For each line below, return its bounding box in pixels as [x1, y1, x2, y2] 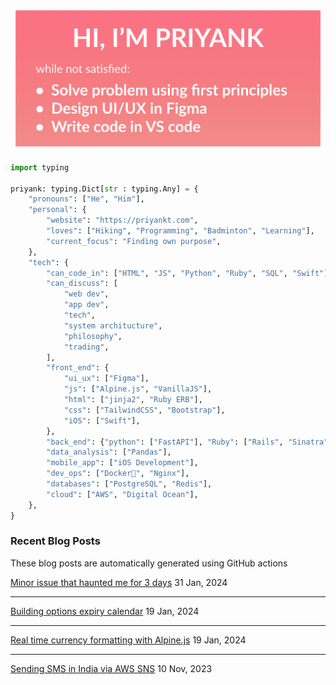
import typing [10, 162, 70, 173]
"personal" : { [28, 205, 87, 215]
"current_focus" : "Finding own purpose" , [46, 236, 222, 246]
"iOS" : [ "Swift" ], [63, 415, 141, 426]
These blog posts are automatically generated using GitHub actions [10, 557, 288, 569]
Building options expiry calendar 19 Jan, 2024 [10, 605, 200, 617]
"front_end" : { [46, 363, 110, 373]
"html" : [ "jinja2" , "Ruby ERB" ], [63, 395, 203, 405]
